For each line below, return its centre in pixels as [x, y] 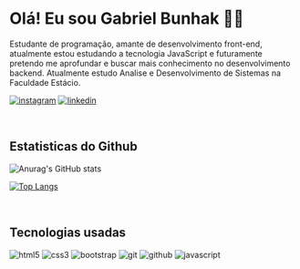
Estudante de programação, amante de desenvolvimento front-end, [136, 44]
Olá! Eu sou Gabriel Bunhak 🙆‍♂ [127, 19]
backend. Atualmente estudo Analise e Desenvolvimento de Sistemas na [145, 73]
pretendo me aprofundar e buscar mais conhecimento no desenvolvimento [150, 63]
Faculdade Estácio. [45, 82]
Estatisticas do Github [74, 146]
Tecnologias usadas [67, 233]
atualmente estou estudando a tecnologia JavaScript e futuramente [136, 53]
